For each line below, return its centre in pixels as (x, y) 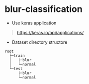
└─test (16, 69)
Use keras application (34, 23)
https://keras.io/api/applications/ (50, 32)
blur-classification (44, 9)
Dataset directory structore (40, 42)
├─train (17, 56)
